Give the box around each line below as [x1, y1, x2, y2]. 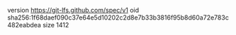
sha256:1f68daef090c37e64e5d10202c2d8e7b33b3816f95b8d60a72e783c [7, 13, 229, 22]
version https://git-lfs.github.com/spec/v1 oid [7, 6, 140, 14]
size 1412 [42, 21, 69, 29]
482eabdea [7, 21, 41, 29]
